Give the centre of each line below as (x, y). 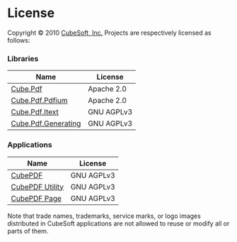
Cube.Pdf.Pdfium (39, 101)
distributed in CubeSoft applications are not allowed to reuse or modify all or (118, 223)
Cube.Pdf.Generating (46, 123)
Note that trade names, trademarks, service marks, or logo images (104, 216)
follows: (19, 40)
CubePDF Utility (37, 187)
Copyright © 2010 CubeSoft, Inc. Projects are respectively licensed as (109, 33)
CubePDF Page (36, 198)
